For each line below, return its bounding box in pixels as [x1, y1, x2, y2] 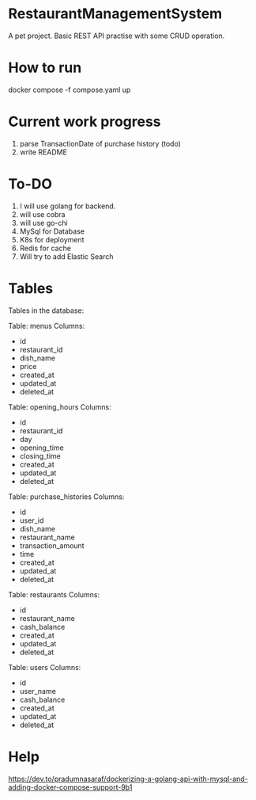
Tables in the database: [8, 306, 85, 315]
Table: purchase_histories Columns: [8, 492, 125, 501]
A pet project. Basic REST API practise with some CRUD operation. [8, 31, 225, 40]
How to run [8, 59, 82, 77]
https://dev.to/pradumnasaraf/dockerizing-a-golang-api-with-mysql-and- [8, 774, 249, 783]
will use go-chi [19, 218, 69, 227]
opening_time [19, 443, 65, 452]
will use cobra [19, 209, 66, 219]
